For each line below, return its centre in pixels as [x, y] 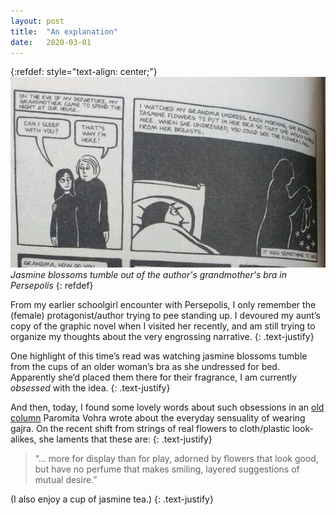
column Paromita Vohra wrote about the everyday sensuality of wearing [158, 417]
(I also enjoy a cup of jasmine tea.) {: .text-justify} [112, 499]
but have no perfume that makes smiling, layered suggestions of [167, 469]
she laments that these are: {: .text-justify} [125, 439]
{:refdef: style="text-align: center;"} [84, 72]
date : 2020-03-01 [51, 42]
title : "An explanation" [64, 31]
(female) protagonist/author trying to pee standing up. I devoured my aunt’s [165, 315]
